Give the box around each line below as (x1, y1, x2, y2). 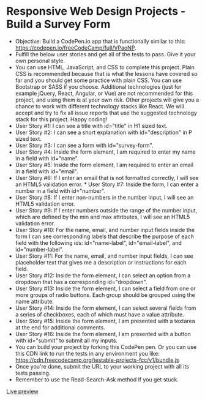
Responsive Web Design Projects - (6, 4, 186, 18)
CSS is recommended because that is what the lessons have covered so (15, 70, 198, 77)
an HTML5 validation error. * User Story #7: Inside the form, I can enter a (15, 181, 199, 188)
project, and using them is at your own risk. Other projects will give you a (15, 96, 199, 103)
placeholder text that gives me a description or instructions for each (15, 258, 187, 266)
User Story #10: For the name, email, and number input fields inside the (15, 226, 195, 233)
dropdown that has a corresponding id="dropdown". (15, 278, 147, 285)
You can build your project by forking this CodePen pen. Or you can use (15, 343, 197, 350)
